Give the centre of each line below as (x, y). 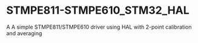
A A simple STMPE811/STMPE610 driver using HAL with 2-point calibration (99, 27)
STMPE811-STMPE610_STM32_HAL (98, 10)
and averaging (24, 33)
